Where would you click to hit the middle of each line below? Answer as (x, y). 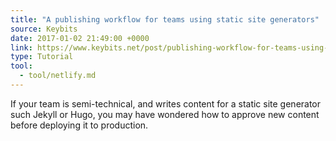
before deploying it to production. (79, 125)
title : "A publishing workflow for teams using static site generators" (165, 19)
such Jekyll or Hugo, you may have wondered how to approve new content (165, 114)
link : (21, 47)
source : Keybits (44, 29)
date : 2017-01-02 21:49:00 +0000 (80, 38)
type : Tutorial (42, 57)
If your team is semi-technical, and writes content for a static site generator (166, 103)
